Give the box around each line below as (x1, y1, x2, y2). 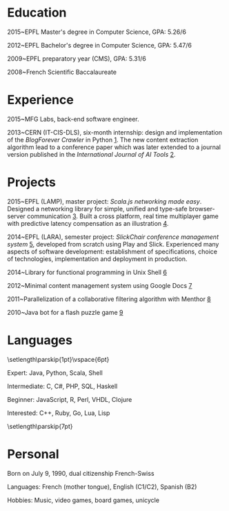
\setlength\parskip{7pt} (7, 422, 73, 430)
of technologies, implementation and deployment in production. (7, 254, 188, 263)
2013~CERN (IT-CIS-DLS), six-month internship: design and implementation (7, 128, 223, 136)
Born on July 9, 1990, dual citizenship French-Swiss (7, 469, 155, 477)
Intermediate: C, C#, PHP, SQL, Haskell (7, 382, 118, 390)
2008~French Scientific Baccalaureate (7, 68, 117, 76)
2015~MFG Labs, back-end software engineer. (7, 115, 139, 123)
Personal (7, 446, 60, 462)
